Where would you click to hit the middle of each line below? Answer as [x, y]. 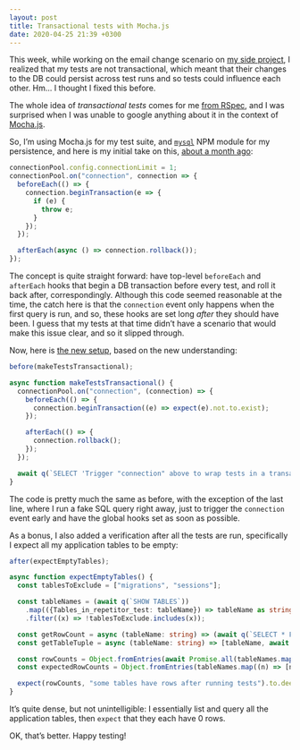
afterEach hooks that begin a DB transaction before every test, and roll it [142, 286]
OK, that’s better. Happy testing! [68, 736]
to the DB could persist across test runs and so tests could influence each [145, 79]
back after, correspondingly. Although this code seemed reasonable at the [146, 295]
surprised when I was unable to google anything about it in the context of [144, 115]
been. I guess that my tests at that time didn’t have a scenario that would [143, 324]
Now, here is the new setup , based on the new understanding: [124, 350]
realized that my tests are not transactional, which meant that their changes [148, 69]
